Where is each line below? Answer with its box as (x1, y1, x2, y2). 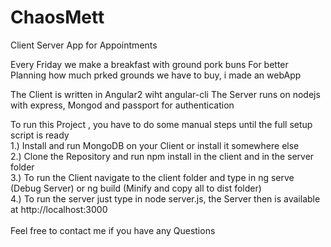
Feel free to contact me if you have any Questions (10, 224, 216, 236)
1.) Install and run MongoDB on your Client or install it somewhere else (10, 139, 300, 151)
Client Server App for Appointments (10, 39, 158, 51)
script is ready (10, 129, 70, 141)
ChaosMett (10, 6, 105, 29)
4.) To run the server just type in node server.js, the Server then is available (10, 192, 321, 205)
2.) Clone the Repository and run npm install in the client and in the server (10, 150, 315, 162)
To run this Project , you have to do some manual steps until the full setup (10, 118, 313, 130)
